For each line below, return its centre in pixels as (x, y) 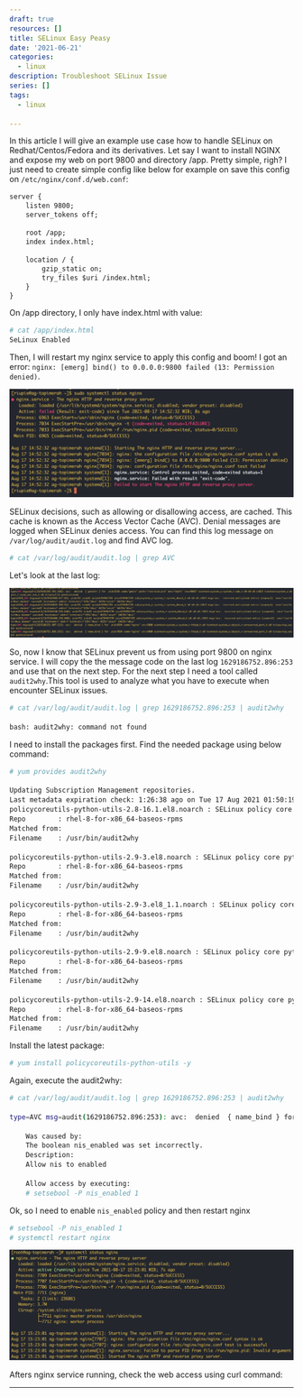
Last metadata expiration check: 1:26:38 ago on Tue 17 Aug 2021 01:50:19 (153, 800)
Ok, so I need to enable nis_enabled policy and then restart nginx (130, 1210)
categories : (32, 57)
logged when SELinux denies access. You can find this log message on (142, 531)
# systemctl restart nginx (60, 1237)
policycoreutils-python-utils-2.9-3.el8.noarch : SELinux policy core (145, 857)
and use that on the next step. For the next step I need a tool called (134, 671)
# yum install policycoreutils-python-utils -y (101, 1063)
